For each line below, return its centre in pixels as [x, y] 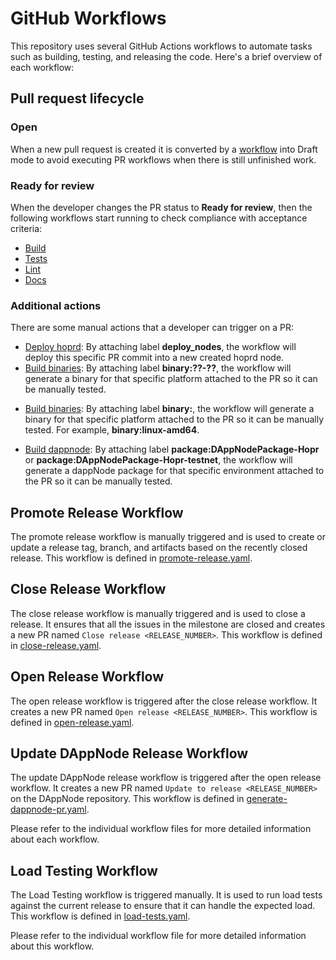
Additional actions [56, 305]
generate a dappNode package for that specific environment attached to [174, 471]
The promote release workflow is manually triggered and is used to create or [168, 537]
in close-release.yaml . [56, 645]
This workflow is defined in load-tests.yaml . [100, 916]
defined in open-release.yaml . [72, 722]
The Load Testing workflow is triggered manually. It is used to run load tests [166, 895]
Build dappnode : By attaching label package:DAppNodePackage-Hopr [172, 449]
